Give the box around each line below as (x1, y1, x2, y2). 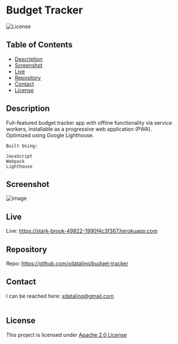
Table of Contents (6, 40, 73, 50)
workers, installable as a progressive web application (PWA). (6, 125, 152, 132)
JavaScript (6, 153, 33, 159)
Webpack (6, 158, 25, 164)
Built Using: (6, 143, 38, 149)
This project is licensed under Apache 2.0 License (6, 331, 127, 338)
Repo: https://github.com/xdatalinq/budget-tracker (6, 260, 129, 267)
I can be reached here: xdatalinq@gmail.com (6, 292, 114, 299)
